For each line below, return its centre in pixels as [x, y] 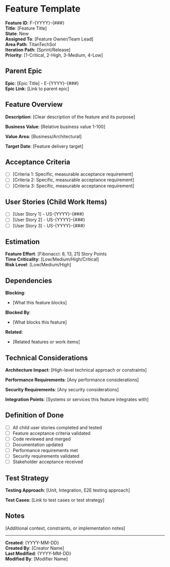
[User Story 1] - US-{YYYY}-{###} [48, 214]
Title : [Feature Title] [26, 28]
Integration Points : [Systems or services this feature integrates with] [77, 399]
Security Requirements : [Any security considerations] [62, 390]
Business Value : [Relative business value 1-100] [55, 127]
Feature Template [43, 9]
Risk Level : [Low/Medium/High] [38, 265]
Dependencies [29, 281]
